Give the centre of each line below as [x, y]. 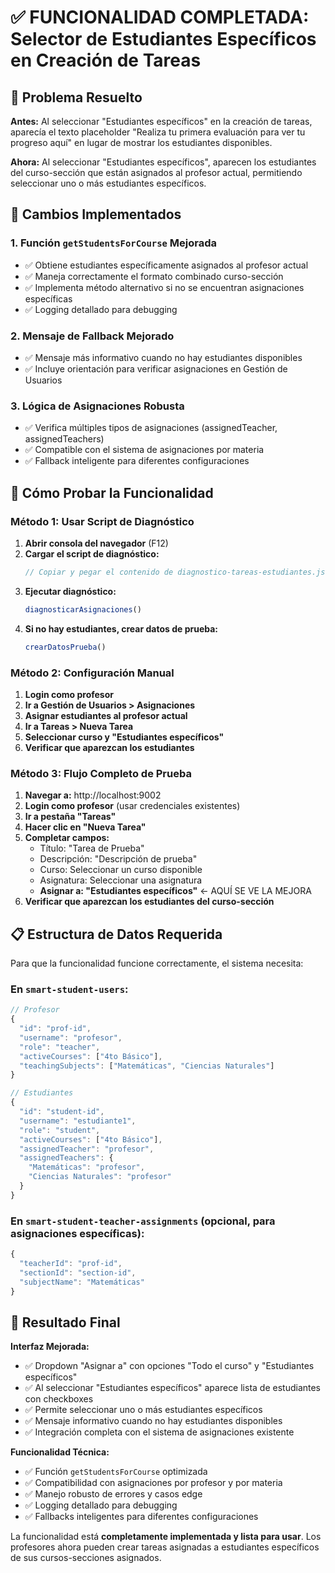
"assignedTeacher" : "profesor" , [87, 1149]
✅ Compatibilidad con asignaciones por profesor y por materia [153, 1483]
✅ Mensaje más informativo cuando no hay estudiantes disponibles [163, 357]
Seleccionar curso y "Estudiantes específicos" [124, 737]
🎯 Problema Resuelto [76, 97]
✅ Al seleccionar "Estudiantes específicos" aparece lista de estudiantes [173, 1388]
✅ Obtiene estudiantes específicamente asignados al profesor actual [166, 265]
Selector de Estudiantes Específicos [163, 39]
